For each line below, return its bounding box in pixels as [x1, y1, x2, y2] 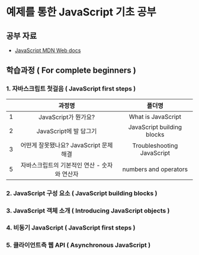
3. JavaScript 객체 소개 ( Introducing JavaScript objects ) [6, 206, 170, 215]
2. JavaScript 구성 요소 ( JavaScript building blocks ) [6, 189, 158, 197]
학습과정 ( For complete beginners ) [6, 66, 136, 76]
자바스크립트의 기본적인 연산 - [20, 161, 101, 169]
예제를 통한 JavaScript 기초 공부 [6, 5, 157, 19]
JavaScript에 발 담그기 [36, 127, 97, 135]
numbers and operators [122, 165, 188, 173]
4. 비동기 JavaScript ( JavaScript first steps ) [6, 224, 136, 232]
